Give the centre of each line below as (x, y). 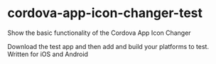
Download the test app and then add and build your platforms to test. (108, 46)
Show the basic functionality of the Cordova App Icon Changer (99, 33)
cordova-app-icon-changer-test (105, 13)
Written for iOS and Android (48, 54)
